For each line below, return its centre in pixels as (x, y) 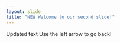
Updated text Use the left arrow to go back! (59, 34)
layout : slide (24, 11)
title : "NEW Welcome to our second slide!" (61, 17)
